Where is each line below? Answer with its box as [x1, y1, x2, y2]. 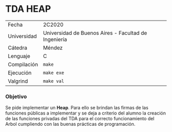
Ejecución [8, 69, 32, 76]
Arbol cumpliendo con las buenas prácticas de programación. [5, 121, 136, 127]
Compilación [8, 61, 38, 68]
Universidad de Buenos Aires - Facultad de [42, 29, 147, 36]
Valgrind [8, 78, 28, 85]
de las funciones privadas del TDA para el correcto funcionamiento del [5, 116, 155, 122]
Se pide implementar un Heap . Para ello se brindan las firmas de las [5, 105, 148, 111]
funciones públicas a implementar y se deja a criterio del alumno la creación [5, 110, 166, 116]
